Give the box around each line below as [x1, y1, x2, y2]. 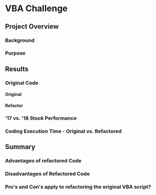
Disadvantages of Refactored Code [5, 171, 90, 177]
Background [5, 37, 35, 44]
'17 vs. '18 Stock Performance [5, 115, 77, 122]
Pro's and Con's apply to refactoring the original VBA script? [5, 183, 151, 190]
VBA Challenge [5, 3, 68, 14]
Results [5, 65, 29, 73]
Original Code [5, 79, 39, 86]
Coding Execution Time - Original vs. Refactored [5, 127, 122, 134]
